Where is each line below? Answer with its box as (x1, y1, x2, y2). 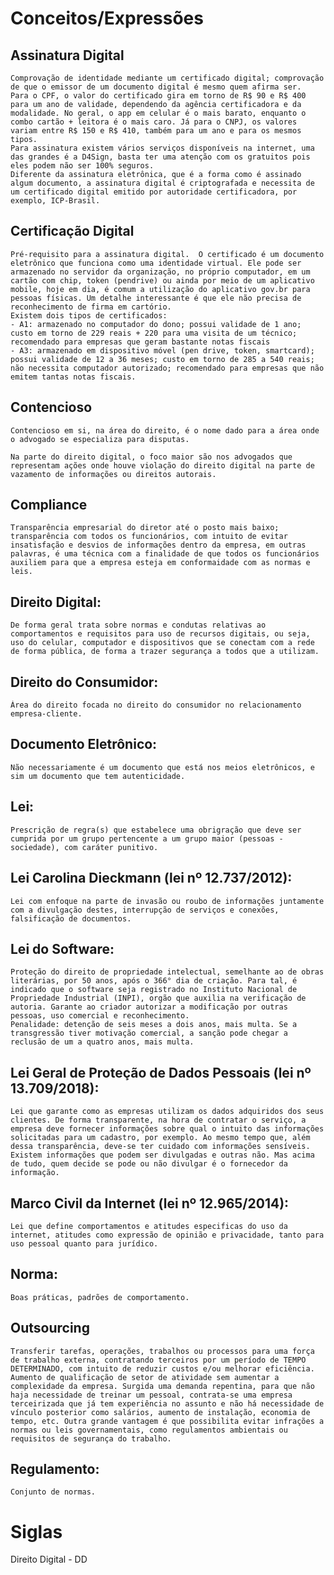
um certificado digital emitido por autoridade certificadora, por (10, 187, 298, 197)
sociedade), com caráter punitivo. (10, 842, 159, 852)
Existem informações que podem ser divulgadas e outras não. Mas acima (10, 1150, 315, 1161)
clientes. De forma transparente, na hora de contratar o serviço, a (10, 1115, 307, 1126)
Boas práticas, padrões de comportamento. (10, 1292, 190, 1302)
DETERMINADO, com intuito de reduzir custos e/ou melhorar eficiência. (10, 1363, 315, 1374)
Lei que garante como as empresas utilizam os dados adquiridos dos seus (10, 1107, 325, 1117)
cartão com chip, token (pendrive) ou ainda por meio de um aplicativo (10, 275, 315, 286)
